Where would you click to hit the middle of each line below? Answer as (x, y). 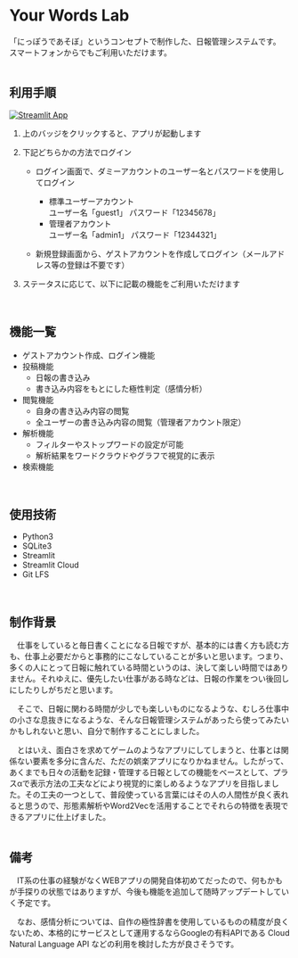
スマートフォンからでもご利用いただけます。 (90, 52)
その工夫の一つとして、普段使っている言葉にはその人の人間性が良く (149, 795)
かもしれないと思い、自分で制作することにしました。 (107, 731)
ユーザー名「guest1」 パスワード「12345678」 (134, 212)
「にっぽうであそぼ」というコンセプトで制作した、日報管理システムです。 (145, 41)
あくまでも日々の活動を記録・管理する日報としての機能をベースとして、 (141, 772)
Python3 (37, 537)
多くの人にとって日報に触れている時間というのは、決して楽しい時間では (141, 668)
